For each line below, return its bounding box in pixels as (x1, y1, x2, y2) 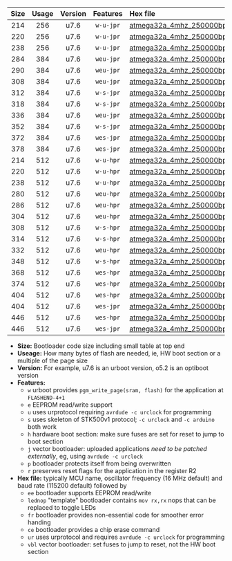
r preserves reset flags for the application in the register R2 (27, 467, 197, 475)
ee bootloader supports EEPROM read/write (27, 489, 152, 497)
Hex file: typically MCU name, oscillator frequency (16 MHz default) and (17, 474, 223, 482)
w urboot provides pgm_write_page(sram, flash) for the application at (27, 386, 224, 394)
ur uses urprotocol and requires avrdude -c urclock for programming (27, 533, 225, 541)
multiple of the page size (17, 356, 88, 365)
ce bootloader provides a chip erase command (27, 526, 160, 533)
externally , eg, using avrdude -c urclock (27, 452, 144, 460)
